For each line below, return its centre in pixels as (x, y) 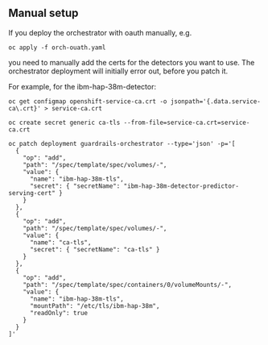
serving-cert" (32, 193)
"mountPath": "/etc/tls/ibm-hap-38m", (95, 306)
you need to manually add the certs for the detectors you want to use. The (132, 62)
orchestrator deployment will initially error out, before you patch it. (118, 71)
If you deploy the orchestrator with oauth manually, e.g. (100, 32)
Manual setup (43, 13)
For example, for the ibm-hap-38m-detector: (82, 86)
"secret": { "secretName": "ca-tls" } (95, 249)
